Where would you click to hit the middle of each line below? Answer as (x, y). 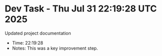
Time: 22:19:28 (28, 42)
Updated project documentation (38, 33)
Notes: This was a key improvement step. (55, 48)
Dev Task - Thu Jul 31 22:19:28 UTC (81, 9)
